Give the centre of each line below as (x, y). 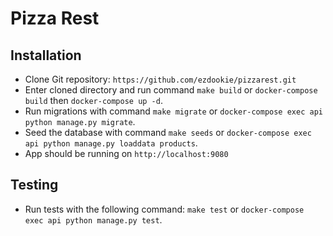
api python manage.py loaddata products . (111, 143)
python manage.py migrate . (80, 121)
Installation (46, 55)
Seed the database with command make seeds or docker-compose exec (168, 132)
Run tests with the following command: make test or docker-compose (164, 209)
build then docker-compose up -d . (93, 100)
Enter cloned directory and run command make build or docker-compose (171, 90)
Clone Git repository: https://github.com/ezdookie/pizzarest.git (160, 79)
